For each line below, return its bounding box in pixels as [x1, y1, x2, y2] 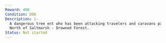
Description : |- [5, 16, 39, 21]
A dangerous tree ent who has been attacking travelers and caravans [9, 21, 156, 26]
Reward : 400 [5, 7, 30, 12]
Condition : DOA [5, 12, 37, 17]
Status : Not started [5, 30, 48, 35]
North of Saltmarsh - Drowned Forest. [9, 26, 90, 31]
